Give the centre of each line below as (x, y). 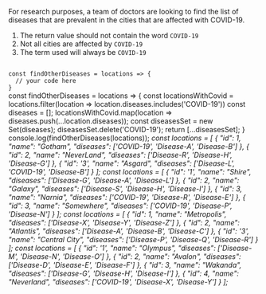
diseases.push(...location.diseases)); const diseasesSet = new (111, 121)
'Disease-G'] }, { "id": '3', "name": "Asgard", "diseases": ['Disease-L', (121, 163)
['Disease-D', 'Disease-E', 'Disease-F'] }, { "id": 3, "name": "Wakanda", (125, 265)
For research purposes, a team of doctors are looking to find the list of (123, 12)
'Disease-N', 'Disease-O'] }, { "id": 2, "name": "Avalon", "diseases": (130, 257)
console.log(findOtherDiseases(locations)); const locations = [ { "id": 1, (125, 138)
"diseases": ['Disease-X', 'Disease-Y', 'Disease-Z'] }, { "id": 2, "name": (124, 223)
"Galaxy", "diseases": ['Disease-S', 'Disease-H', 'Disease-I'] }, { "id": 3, (125, 189)
